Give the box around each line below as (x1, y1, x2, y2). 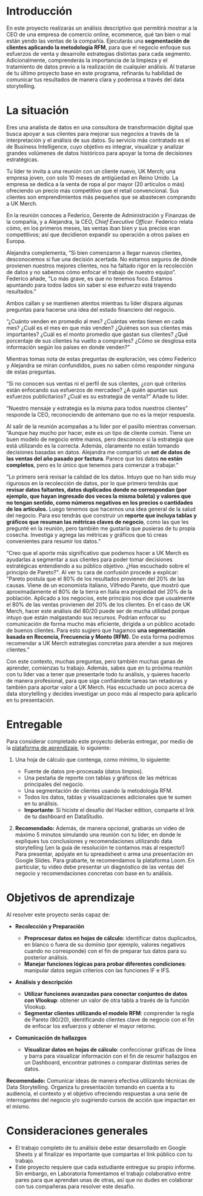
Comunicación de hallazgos (15, 1034, 87, 1041)
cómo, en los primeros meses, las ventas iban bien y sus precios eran (6, 224, 181, 232)
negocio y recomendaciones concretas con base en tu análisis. (15, 869, 173, 877)
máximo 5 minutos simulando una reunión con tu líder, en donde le (15, 831, 182, 838)
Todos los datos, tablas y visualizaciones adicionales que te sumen (24, 793, 192, 801)
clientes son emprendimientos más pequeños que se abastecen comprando (6, 193, 196, 201)
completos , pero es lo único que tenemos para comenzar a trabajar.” (6, 461, 179, 468)
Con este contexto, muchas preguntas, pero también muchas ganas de (6, 657, 184, 665)
